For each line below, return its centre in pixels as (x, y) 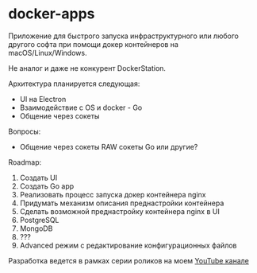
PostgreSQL (39, 220)
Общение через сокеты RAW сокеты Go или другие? (109, 146)
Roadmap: (25, 162)
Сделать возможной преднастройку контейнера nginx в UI (119, 211)
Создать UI (38, 177)
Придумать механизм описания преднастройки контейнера (122, 203)
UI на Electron (43, 99)
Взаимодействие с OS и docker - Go (81, 107)
